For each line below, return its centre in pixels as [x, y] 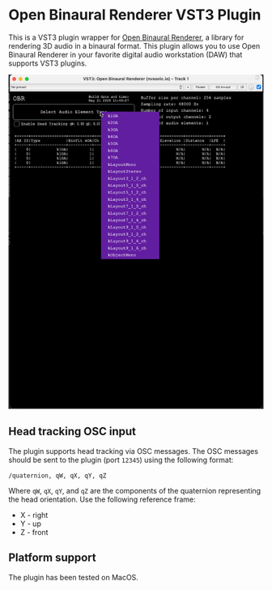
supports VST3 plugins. [48, 63]
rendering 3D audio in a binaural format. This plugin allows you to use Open [134, 45]
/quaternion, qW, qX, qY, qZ [57, 476]
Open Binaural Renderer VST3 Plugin [135, 15]
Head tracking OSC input [72, 432]
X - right [34, 515]
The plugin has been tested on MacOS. [74, 577]
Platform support [52, 558]
